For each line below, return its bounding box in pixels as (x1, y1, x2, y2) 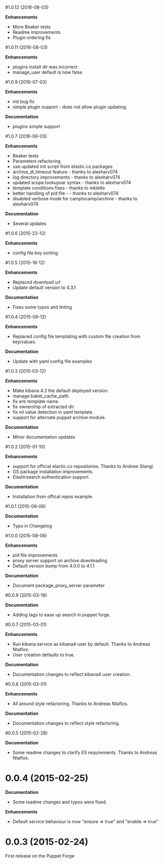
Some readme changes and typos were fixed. (12, 799, 107, 805)
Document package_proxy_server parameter (12, 583, 105, 588)
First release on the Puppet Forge (5, 852, 74, 859)
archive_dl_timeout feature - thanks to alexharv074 (12, 169, 118, 175)
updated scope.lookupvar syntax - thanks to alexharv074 (12, 180, 131, 186)
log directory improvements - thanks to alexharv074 (12, 174, 121, 180)
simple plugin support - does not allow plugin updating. (12, 104, 127, 110)
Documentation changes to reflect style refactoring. (12, 720, 120, 726)
